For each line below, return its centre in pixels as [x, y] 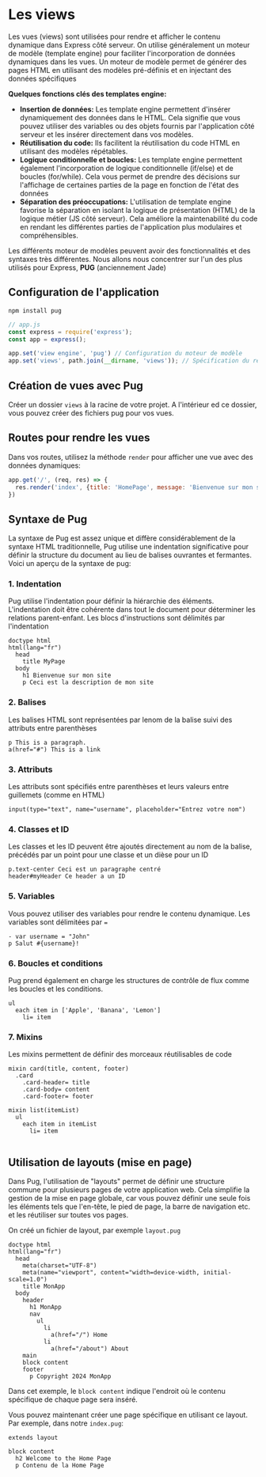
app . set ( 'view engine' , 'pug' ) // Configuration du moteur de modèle [125, 354]
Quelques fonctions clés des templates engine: [87, 93]
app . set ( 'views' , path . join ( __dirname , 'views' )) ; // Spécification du [129, 361]
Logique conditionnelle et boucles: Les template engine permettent [131, 159]
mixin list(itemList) [44, 1111]
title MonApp [44, 1287]
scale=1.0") [28, 1280]
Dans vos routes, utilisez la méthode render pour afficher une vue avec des [131, 457]
